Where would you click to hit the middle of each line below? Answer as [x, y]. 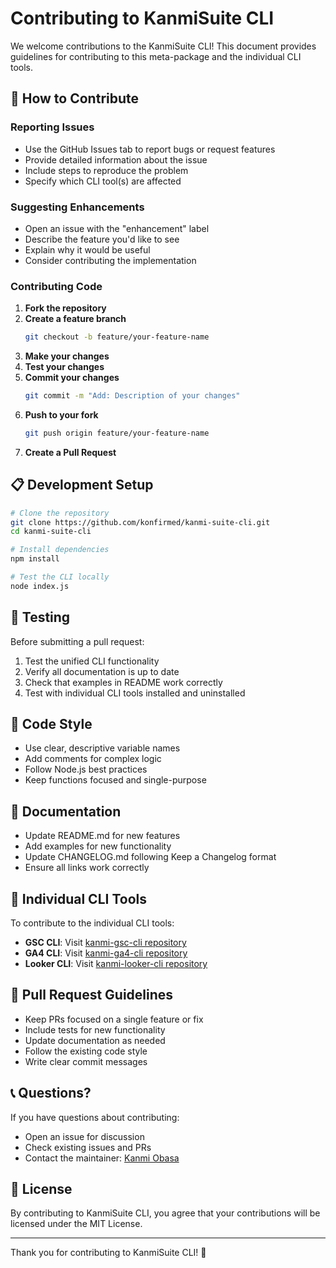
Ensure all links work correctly [87, 868]
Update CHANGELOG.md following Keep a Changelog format [150, 857]
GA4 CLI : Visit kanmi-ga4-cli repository [106, 953]
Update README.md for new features [102, 836]
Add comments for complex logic [93, 759]
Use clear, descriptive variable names [102, 748]
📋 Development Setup [82, 485]
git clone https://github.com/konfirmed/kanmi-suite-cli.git [140, 522]
